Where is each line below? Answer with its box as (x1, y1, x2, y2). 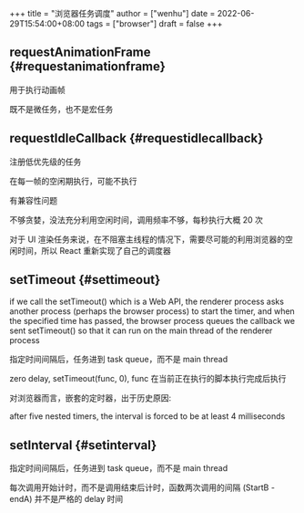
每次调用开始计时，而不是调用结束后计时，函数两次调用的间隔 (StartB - (9, 482, 276, 493)
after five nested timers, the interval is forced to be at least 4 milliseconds (9, 411, 286, 422)
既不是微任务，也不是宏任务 (9, 103, 114, 114)
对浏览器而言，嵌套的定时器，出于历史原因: (9, 393, 172, 403)
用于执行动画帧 (9, 84, 66, 95)
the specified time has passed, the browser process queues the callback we (9, 316, 296, 327)
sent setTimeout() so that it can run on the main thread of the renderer (9, 325, 273, 336)
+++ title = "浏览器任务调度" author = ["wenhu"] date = (9, 8, 216, 18)
